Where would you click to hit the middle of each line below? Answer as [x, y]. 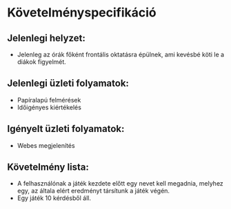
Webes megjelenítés [46, 145]
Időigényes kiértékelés [49, 107]
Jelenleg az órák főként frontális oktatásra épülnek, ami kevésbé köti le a [121, 54]
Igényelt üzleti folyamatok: [66, 129]
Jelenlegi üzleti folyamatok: [68, 84]
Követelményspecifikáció [82, 13]
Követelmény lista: [48, 167]
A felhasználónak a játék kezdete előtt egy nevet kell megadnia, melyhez [120, 184]
